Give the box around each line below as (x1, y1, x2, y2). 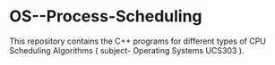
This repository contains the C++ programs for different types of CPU (9, 36, 267, 46)
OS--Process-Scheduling (9, 6, 203, 27)
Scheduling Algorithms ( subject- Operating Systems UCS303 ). (9, 45, 245, 55)
